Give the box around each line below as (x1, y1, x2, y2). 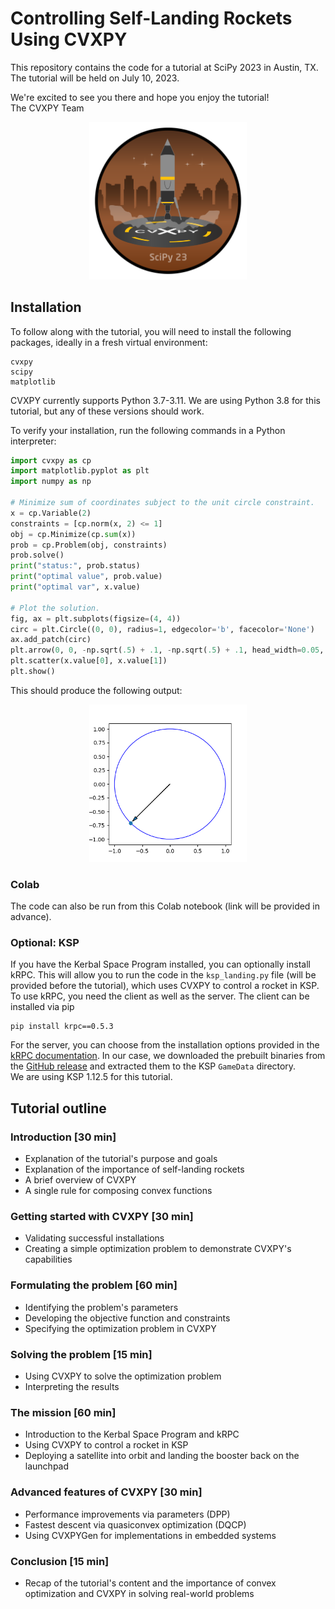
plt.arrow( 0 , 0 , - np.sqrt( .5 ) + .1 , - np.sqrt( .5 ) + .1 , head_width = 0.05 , (10, 645, 325, 656)
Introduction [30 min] (10, 1130, 117, 1144)
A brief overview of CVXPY (24, 1174, 137, 1186)
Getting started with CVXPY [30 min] (10, 1210, 194, 1224)
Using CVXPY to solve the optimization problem (24, 1370, 222, 1382)
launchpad (24, 1460, 70, 1472)
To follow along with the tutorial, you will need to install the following (10, 325, 292, 337)
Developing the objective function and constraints (24, 1312, 231, 1324)
